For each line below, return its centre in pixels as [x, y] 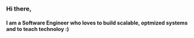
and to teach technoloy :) [38, 29]
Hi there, [19, 9]
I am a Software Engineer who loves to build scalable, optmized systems [97, 23]
